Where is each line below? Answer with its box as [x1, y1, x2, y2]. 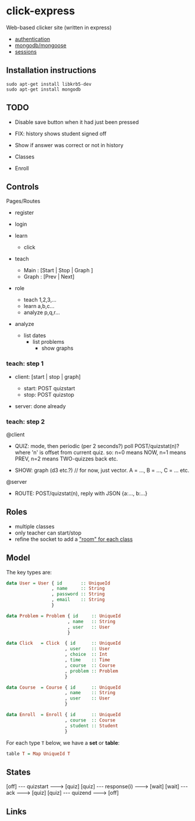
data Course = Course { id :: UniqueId [6, 684, 121, 691]
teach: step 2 [6, 417, 45, 425]
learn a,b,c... [23, 303, 55, 310]
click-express [6, 4, 76, 18]
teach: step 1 [6, 359, 44, 368]
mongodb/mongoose [14, 42, 67, 49]
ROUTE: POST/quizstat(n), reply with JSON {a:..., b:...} [14, 490, 147, 497]
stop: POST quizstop [23, 391, 74, 398]
